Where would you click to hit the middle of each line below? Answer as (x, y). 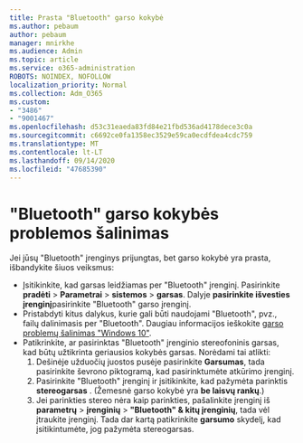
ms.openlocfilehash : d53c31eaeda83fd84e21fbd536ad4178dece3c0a (131, 127)
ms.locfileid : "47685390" (58, 169)
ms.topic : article (44, 60)
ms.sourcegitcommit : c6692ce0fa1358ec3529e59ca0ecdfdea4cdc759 (131, 136)
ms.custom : (30, 102)
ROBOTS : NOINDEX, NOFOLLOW (60, 77)
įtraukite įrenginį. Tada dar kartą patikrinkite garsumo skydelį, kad (159, 419)
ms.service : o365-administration (72, 69)
